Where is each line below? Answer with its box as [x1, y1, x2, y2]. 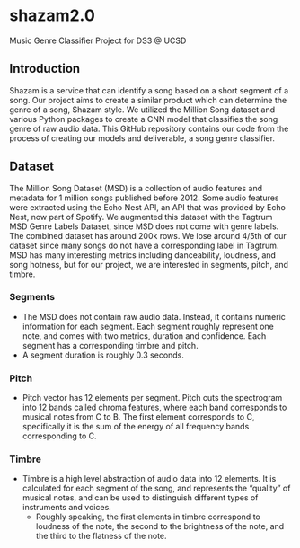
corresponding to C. [22, 430, 97, 441]
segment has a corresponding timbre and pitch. [22, 340, 199, 350]
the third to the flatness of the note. [35, 531, 168, 542]
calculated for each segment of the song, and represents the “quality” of [22, 482, 291, 494]
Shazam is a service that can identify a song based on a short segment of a [9, 84, 289, 95]
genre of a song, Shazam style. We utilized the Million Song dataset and [9, 104, 276, 115]
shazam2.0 [9, 5, 96, 26]
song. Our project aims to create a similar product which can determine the [9, 94, 287, 105]
